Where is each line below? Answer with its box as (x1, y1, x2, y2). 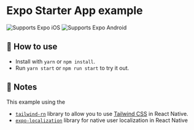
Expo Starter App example (6, 4, 143, 18)
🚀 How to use (6, 42, 58, 52)
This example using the (6, 98, 66, 106)
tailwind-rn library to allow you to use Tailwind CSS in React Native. (15, 110, 188, 117)
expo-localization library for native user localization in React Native (15, 117, 188, 124)
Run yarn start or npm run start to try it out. (15, 64, 130, 71)
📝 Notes (6, 82, 37, 92)
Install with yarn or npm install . (15, 57, 96, 65)
